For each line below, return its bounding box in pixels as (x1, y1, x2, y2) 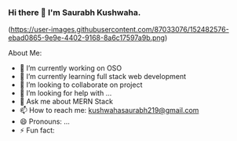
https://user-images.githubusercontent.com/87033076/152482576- (10, 25, 229, 34)
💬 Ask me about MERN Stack (19, 97, 114, 107)
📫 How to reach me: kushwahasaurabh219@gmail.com (19, 106, 199, 115)
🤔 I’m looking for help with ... (19, 89, 112, 98)
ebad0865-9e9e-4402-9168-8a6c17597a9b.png (8, 33, 166, 42)
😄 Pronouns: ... (19, 117, 71, 126)
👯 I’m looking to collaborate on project (19, 80, 143, 89)
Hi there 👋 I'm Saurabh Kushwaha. (8, 7, 141, 18)
